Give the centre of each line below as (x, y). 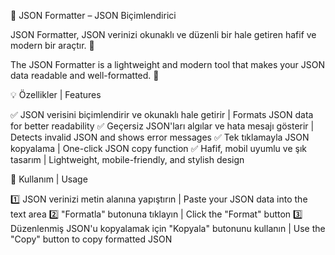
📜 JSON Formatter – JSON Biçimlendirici (93, 15)
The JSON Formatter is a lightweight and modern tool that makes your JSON (167, 64)
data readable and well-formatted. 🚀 (85, 75)
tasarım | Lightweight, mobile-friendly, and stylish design (127, 159)
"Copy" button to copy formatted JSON (91, 239)
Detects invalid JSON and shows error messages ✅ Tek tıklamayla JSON (160, 137)
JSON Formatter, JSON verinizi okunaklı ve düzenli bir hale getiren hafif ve (163, 34)
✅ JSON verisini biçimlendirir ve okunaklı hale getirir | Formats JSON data (162, 114)
